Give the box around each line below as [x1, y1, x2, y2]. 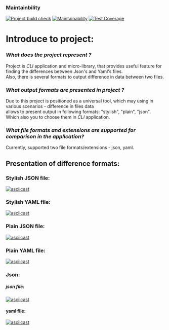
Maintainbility [6, 4, 41, 11]
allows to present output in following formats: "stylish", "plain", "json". [6, 108, 151, 115]
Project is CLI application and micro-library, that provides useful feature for [6, 63, 162, 69]
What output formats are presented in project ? [6, 86, 124, 93]
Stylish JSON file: [6, 174, 50, 181]
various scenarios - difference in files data [6, 103, 94, 109]
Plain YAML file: [6, 247, 46, 254]
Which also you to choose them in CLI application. [6, 114, 110, 120]
